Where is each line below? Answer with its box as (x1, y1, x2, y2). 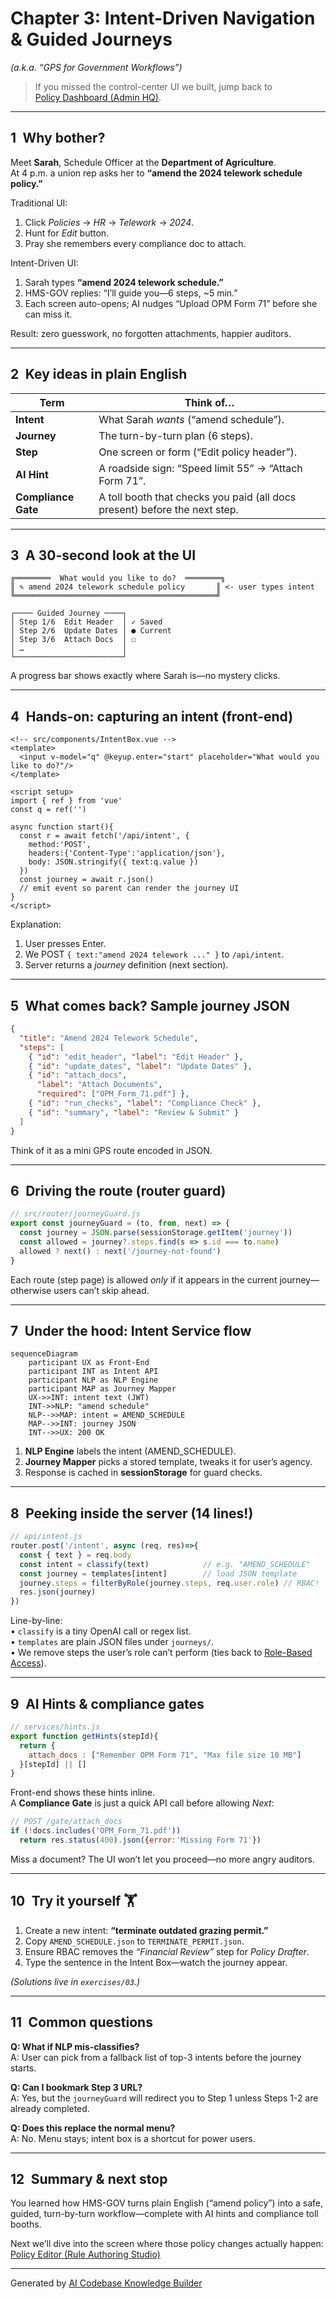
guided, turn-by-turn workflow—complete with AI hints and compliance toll (10, 2208, 319, 2220)
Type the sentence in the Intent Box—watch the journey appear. (24, 1956, 288, 1968)
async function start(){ (10, 822, 114, 832)
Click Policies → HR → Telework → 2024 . (24, 216, 195, 228)
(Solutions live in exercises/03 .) (10, 1975, 141, 1987)
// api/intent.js (10, 1532, 83, 1542)
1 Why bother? (10, 130, 106, 147)
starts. (10, 2062, 37, 2074)
